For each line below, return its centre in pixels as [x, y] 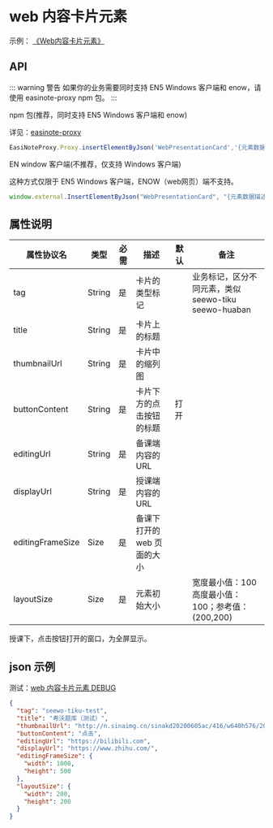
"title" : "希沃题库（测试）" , [62, 718]
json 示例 [32, 667]
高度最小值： [217, 595]
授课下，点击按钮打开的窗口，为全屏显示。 [80, 639]
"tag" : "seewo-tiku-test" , [62, 711]
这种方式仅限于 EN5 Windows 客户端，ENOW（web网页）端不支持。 [124, 181]
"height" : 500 [47, 771]
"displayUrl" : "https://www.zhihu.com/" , [87, 748]
